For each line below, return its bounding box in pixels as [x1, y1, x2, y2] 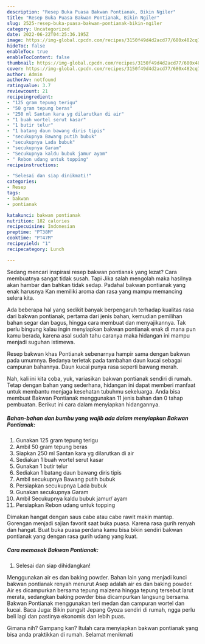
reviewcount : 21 [7, 88, 48, 94]
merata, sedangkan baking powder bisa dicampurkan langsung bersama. [7, 593, 190, 600]
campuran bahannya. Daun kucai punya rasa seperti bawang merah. [7, 363, 178, 370]
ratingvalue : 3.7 [7, 83, 51, 89]
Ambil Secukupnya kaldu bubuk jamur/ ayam [15, 495, 128, 502]
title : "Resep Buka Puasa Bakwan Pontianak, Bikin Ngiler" [7, 15, 160, 21]
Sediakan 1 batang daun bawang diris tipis [15, 469, 122, 476]
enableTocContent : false [7, 54, 70, 60]
